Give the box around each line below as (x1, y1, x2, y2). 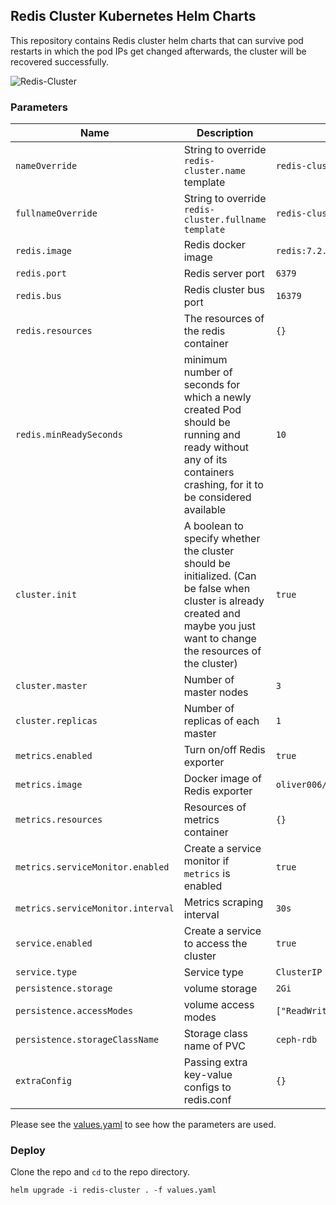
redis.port (15, 268, 67, 279)
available (183, 503, 227, 517)
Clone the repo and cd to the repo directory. (10, 1166, 190, 1178)
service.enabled (15, 938, 93, 949)
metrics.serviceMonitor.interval (15, 903, 175, 914)
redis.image (15, 245, 73, 257)
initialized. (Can (183, 569, 257, 583)
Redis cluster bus (183, 283, 265, 297)
